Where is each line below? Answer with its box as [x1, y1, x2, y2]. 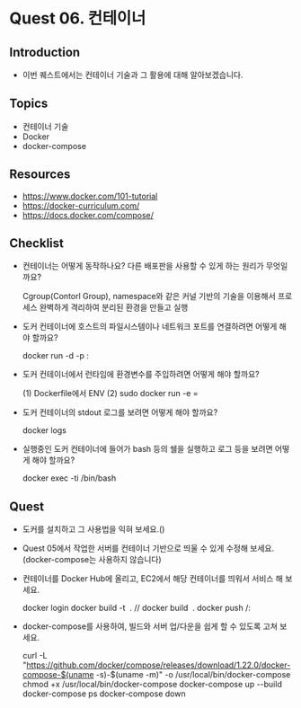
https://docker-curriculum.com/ [22, 199, 140, 211]
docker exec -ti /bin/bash [22, 473, 117, 483]
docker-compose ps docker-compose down [22, 688, 186, 699]
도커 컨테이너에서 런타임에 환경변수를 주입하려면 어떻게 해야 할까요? [22, 369, 260, 380]
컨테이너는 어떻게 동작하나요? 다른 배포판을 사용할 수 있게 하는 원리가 [22, 261, 264, 271]
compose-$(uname [22, 669, 94, 680]
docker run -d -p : [22, 350, 90, 361]
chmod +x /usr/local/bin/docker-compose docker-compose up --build [22, 679, 283, 690]
